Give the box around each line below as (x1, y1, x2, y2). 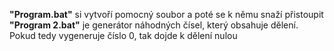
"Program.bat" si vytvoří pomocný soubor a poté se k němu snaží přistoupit (9, 9, 324, 20)
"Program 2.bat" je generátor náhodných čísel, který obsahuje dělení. (9, 19, 299, 31)
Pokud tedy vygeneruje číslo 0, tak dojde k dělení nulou (9, 30, 238, 41)
